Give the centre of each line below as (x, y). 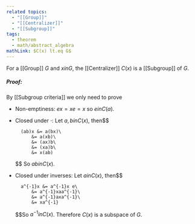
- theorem (24, 40)
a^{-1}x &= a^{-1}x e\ (49, 186)
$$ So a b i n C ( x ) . (35, 164)
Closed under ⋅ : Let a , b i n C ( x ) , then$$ (62, 120)
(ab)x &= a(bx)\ (41, 131)
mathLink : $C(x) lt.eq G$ (39, 51)
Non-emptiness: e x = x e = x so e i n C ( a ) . (65, 108)
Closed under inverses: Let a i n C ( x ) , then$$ (69, 175)
